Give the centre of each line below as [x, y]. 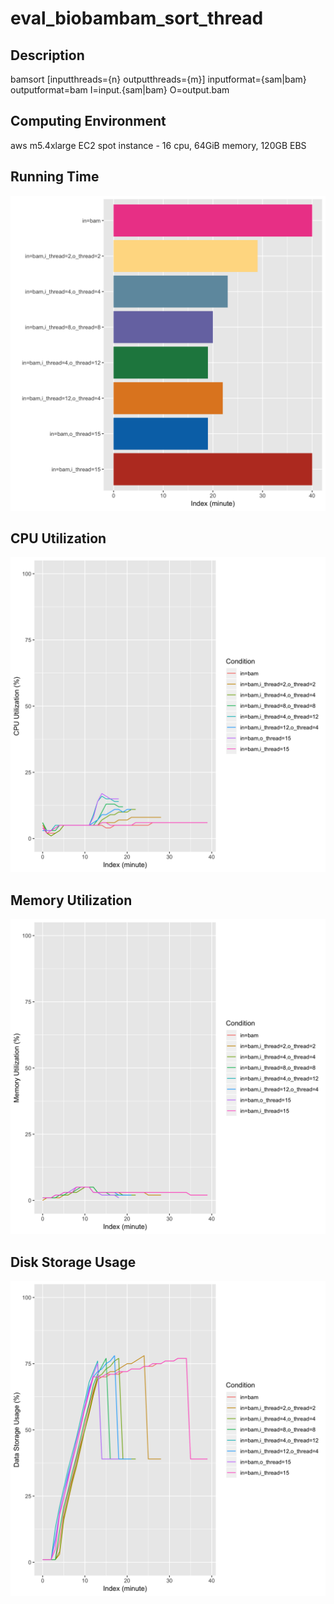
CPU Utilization [58, 538]
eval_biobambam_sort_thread [137, 18]
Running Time [55, 177]
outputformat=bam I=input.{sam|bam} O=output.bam [120, 90]
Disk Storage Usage [73, 1262]
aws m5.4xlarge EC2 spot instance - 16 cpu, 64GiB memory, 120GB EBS [158, 145]
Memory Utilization [71, 900]
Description [47, 55]
